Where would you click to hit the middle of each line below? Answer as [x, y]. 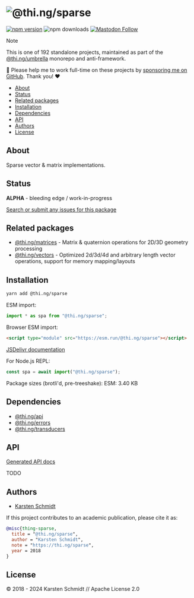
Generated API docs [31, 462]
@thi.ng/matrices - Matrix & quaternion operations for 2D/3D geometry [101, 242]
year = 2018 [26, 550]
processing [28, 249]
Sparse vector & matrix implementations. [56, 165]
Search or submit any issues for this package [61, 209]
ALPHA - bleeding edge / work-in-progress [59, 198]
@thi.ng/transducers [40, 429]
